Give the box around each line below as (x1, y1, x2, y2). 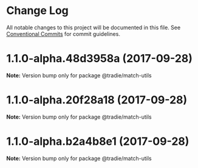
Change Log (6, 4, 69, 18)
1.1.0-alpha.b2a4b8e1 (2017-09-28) (6, 135, 189, 148)
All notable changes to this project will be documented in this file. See (6, 24, 181, 31)
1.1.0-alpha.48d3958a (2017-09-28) (6, 52, 193, 66)
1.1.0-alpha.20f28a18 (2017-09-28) (6, 93, 188, 107)
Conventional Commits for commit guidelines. (6, 30, 120, 37)
